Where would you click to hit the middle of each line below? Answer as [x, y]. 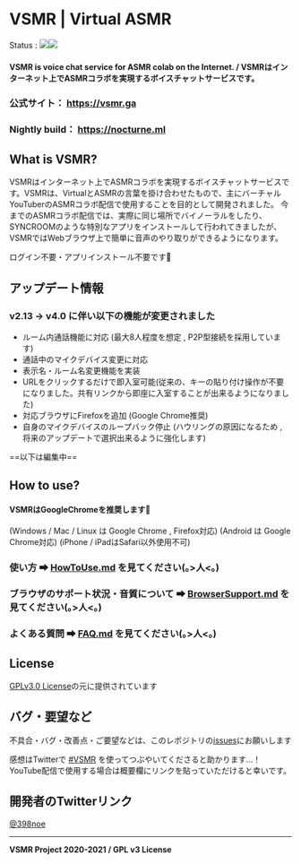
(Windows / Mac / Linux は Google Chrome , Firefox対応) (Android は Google [150, 531]
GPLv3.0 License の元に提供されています [83, 687]
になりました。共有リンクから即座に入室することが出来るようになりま [152, 393]
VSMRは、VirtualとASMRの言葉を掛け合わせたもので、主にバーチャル [153, 194]
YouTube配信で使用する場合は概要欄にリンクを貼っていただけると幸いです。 [150, 770]
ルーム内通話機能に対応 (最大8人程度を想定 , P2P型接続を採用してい [147, 337]
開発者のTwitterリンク [71, 802]
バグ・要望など [51, 717]
